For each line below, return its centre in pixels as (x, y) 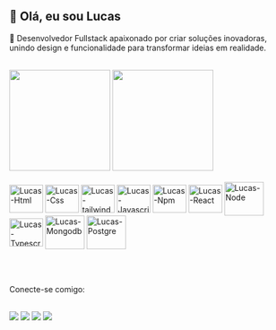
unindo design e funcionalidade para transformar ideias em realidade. (138, 48)
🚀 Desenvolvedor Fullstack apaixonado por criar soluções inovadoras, (138, 38)
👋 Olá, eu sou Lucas (65, 17)
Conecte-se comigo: (47, 290)
